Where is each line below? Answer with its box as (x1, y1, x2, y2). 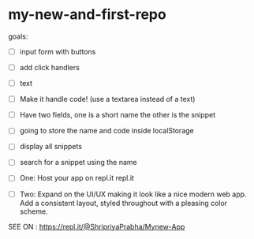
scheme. (19, 207, 49, 216)
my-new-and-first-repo (8, 6, 167, 24)
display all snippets (19, 142, 83, 151)
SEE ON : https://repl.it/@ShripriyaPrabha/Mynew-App (8, 222, 185, 231)
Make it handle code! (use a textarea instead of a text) (19, 95, 196, 104)
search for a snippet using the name (19, 158, 138, 167)
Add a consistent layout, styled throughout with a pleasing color (19, 198, 227, 207)
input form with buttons (19, 47, 96, 56)
